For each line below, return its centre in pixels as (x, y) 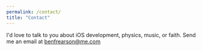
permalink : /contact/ (34, 12)
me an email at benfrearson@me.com (54, 41)
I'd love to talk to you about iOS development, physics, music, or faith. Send (101, 35)
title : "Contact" (28, 18)
